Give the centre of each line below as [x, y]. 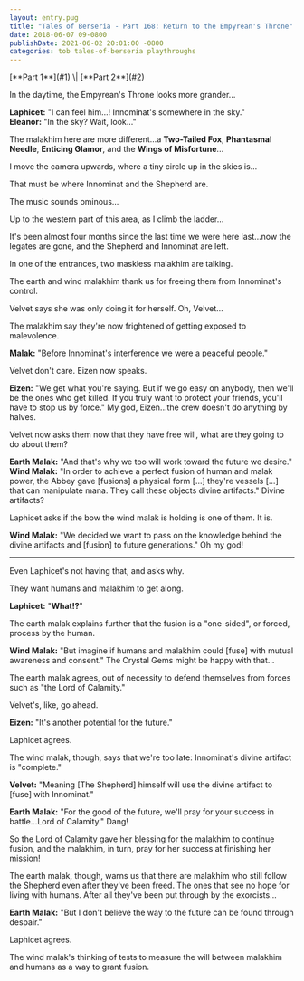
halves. [23, 417]
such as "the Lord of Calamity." [67, 688]
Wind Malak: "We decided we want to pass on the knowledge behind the [146, 536]
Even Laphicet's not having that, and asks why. [97, 571]
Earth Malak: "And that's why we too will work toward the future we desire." [151, 462]
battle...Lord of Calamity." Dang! [69, 822]
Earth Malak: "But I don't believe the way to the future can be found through [152, 913]
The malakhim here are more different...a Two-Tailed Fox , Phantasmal [141, 139]
